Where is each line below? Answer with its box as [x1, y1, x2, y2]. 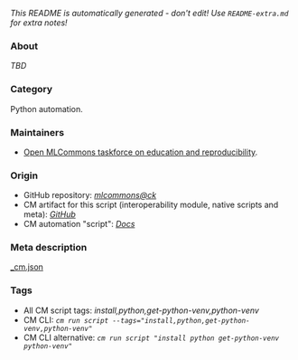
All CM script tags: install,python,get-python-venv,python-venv [23, 305, 260, 316]
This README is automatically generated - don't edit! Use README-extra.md [10, 8, 289, 18]
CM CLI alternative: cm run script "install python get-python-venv [23, 332, 279, 343]
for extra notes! [10, 17, 68, 28]
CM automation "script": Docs [23, 219, 135, 230]
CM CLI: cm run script [23, 314, 109, 325]
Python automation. [10, 103, 84, 114]
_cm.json [10, 261, 44, 272]
